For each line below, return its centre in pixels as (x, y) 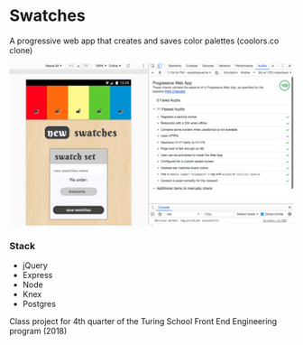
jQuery (35, 266)
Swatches (47, 16)
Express (37, 275)
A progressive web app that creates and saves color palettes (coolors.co (144, 41)
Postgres (39, 304)
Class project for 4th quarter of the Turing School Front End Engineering (143, 322)
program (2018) (38, 331)
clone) (21, 50)
